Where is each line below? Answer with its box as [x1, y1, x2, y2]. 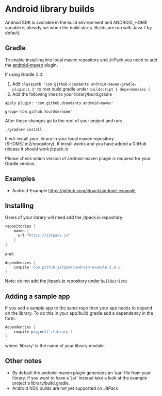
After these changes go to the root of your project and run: [5, 118, 122, 124]
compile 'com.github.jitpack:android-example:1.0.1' [14, 265, 123, 270]
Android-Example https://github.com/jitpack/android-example [12, 187, 136, 193]
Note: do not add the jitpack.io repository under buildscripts [5, 278, 128, 284]
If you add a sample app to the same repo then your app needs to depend [5, 305, 153, 311]
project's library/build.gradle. [12, 380, 70, 386]
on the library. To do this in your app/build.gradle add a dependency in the [5, 310, 154, 316]
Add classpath [12, 81, 41, 87]
